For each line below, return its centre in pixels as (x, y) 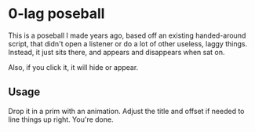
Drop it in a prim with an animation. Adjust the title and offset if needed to (126, 111)
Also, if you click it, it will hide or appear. (73, 67)
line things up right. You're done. (61, 119)
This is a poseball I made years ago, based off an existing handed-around (127, 35)
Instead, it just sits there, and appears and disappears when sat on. (117, 52)
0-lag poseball (56, 14)
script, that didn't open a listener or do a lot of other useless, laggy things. (128, 43)
